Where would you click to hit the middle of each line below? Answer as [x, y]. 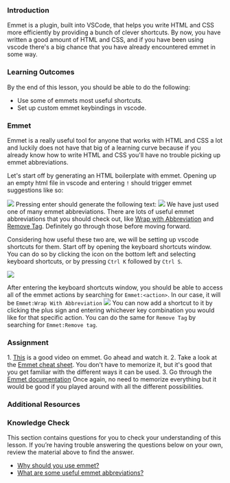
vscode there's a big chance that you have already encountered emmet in [112, 47]
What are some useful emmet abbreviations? [80, 473]
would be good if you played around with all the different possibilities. [105, 387]
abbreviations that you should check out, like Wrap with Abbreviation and [111, 219]
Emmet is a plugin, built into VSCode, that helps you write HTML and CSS [111, 25]
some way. [22, 54]
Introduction [28, 10]
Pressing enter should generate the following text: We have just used [117, 204]
